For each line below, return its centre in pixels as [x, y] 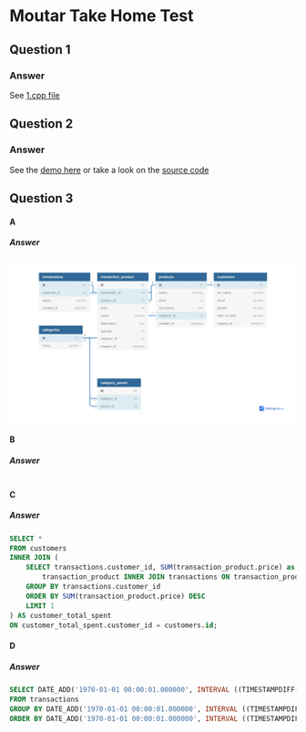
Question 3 [41, 198]
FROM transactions [44, 699]
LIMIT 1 [40, 606]
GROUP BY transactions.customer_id [93, 587]
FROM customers [38, 548]
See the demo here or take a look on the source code [109, 170]
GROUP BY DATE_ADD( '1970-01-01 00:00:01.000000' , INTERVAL [124, 709]
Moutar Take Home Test [102, 16]
